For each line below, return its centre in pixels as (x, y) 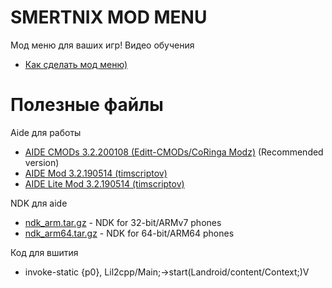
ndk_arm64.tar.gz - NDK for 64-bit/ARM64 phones (129, 233)
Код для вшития (44, 252)
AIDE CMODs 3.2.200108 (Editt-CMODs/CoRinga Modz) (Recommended (174, 152)
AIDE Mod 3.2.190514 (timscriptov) (96, 173)
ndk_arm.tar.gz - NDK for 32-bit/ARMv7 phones (123, 222)
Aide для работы (46, 132)
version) (42, 162)
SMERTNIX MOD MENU (109, 17)
